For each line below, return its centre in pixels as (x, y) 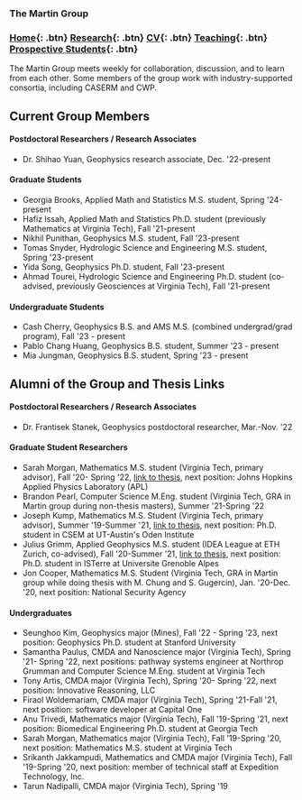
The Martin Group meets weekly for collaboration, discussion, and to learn (147, 69)
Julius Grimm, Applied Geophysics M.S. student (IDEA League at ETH (151, 545)
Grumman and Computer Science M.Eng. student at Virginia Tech (144, 671)
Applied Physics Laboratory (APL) (85, 487)
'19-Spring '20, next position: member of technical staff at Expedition (151, 767)
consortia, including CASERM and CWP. (83, 87)
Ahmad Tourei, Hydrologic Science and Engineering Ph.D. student (145, 277)
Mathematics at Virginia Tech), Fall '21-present (109, 229)
